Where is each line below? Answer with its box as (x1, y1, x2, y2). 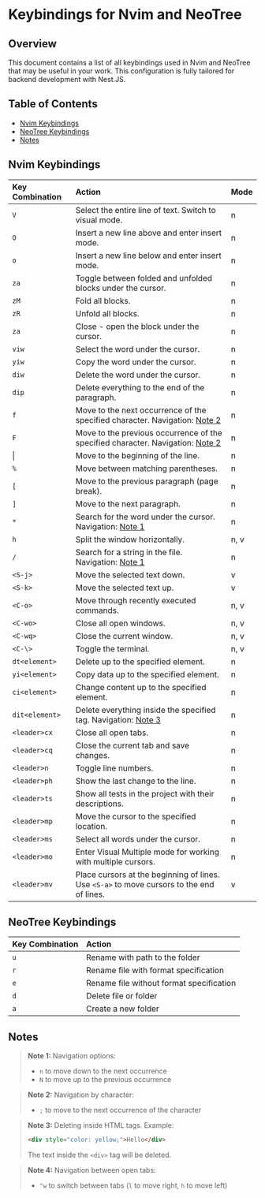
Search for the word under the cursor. (75, 511, 215, 522)
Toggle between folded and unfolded (75, 272, 213, 283)
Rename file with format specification (85, 965, 225, 976)
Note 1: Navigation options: (27, 1051, 116, 1061)
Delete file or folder (85, 991, 158, 1002)
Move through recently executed (75, 595, 196, 606)
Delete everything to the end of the (75, 382, 205, 393)
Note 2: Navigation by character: (27, 1090, 134, 1099)
